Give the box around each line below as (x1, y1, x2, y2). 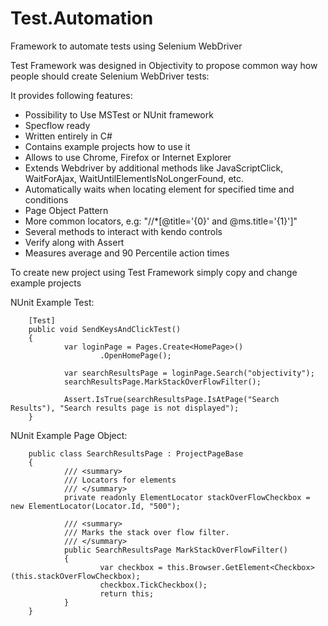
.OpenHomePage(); (99, 350, 172, 361)
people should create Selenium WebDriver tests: (10, 70, 210, 82)
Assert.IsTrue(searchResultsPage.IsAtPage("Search (63, 394, 280, 404)
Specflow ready (24, 119, 91, 131)
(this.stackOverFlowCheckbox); (10, 571, 141, 581)
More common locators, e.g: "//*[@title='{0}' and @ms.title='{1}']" (24, 215, 298, 227)
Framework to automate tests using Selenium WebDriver (10, 40, 243, 52)
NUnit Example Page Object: (10, 429, 128, 441)
